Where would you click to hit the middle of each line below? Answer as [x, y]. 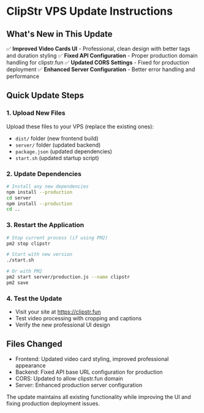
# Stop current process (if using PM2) [57, 237]
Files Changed [34, 344]
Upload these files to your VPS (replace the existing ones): [80, 126]
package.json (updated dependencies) [63, 151]
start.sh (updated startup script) [57, 158]
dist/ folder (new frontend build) [57, 138]
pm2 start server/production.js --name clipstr [68, 277]
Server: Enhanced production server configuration [79, 385]
